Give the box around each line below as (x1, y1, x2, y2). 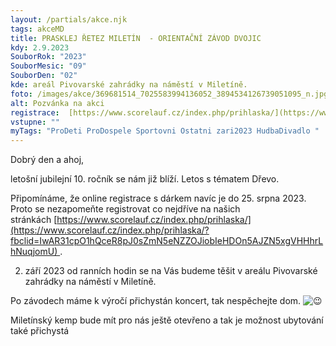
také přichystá (10, 325, 70, 337)
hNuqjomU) (10, 246, 58, 258)
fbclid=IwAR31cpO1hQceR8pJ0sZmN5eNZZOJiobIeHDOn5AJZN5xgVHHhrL (10, 235, 324, 247)
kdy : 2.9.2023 (10, 42, 70, 53)
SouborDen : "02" (10, 71, 78, 81)
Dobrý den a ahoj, (10, 154, 85, 166)
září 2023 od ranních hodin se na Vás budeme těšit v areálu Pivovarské (24, 265, 318, 277)
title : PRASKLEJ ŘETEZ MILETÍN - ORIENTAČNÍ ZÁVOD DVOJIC (10, 33, 262, 43)
